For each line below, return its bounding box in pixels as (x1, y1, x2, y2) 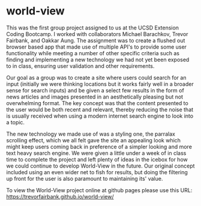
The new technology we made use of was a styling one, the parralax (6, 130, 176, 138)
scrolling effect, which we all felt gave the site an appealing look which (6, 136, 181, 144)
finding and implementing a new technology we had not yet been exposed (6, 56, 190, 63)
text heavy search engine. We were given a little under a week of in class (6, 149, 187, 157)
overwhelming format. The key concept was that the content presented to (6, 99, 189, 106)
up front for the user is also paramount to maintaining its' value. (6, 175, 163, 182)
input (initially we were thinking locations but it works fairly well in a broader (6, 80, 194, 88)
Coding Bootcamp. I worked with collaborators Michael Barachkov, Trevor (6, 30, 188, 37)
